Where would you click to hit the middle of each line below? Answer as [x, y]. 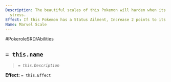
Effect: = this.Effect [28, 75]
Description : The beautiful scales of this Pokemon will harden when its [86, 10]
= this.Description [39, 66]
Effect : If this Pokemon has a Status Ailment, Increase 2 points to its [86, 19]
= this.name [24, 54]
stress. [18, 15]
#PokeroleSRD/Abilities [29, 39]
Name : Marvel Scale [26, 24]
